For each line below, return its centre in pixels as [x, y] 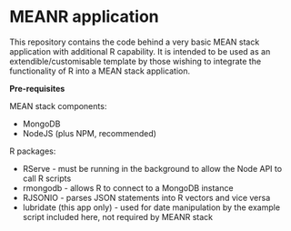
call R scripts [47, 178]
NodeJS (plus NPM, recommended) [90, 133]
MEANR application [84, 17]
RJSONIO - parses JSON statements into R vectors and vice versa [146, 197]
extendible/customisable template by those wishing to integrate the [135, 61]
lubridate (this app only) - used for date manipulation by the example [151, 207]
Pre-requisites [37, 88]
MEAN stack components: [58, 105]
